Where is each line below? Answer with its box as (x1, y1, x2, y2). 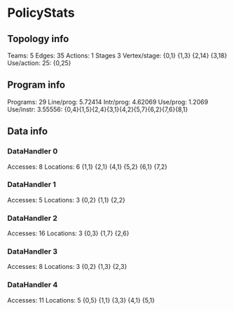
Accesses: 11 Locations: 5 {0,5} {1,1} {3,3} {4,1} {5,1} (7, 296, 156, 304)
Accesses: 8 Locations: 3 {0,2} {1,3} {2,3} (7, 263, 128, 271)
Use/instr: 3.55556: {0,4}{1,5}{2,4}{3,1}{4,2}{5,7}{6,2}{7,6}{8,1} (7, 105, 188, 113)
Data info (7, 125, 48, 137)
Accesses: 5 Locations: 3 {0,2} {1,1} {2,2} (7, 195, 126, 204)
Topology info (7, 33, 69, 45)
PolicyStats (7, 5, 75, 21)
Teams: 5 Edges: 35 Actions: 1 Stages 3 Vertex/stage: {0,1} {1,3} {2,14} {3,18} (7, 51, 228, 60)
